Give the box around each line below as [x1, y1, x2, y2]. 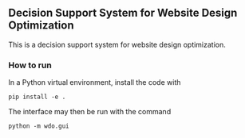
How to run [8, 59, 52, 71]
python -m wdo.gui [8, 122, 69, 130]
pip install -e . [8, 93, 66, 102]
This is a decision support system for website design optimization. [8, 40, 226, 49]
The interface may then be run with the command [8, 107, 172, 117]
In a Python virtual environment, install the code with [8, 78, 181, 87]
